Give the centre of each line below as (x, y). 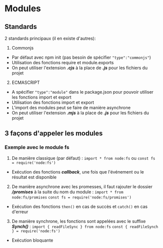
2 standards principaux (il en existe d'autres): (50, 38)
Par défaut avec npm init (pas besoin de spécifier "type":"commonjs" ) (81, 57)
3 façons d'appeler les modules (54, 134)
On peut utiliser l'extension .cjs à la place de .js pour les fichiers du (80, 68)
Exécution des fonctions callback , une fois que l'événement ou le (78, 172)
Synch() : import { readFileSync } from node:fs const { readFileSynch (85, 226)
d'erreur (20, 212)
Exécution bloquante (32, 240)
